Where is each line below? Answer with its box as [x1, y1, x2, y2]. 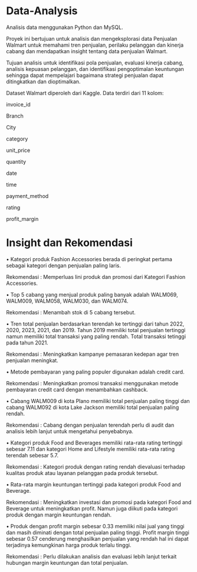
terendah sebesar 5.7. [6, 451, 59, 459]
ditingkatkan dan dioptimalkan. [6, 78, 81, 85]
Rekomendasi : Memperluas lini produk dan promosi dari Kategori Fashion [6, 273, 186, 280]
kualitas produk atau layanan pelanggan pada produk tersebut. [6, 469, 159, 476]
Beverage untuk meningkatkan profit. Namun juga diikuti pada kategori [6, 505, 178, 512]
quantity [6, 158, 27, 165]
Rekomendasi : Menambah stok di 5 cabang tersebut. [6, 308, 136, 316]
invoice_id [6, 100, 31, 108]
